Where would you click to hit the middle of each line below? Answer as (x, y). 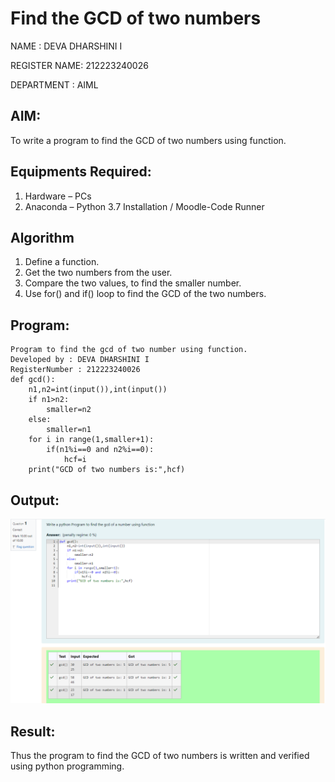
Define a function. (62, 262)
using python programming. (67, 766)
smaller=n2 (69, 410)
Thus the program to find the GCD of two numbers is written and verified (160, 756)
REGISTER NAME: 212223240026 (79, 65)
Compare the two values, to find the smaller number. (133, 283)
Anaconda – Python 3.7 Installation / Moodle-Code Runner (144, 206)
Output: (35, 500)
